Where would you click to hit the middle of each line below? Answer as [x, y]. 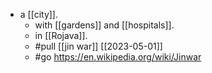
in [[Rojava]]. [61, 35]
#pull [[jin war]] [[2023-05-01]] [98, 46]
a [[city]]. [39, 14]
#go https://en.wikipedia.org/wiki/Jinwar [118, 57]
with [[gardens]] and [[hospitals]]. [104, 25]
